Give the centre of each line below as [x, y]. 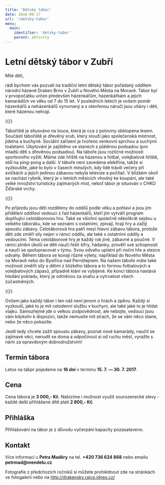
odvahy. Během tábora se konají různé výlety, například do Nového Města [80, 255]
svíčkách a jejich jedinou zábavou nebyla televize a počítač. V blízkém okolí [82, 173]
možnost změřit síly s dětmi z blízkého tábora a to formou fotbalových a [78, 266]
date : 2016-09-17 [23, 14]
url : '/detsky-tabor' [27, 19]
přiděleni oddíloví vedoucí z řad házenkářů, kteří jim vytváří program [74, 213]
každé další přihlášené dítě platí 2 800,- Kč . [49, 402]
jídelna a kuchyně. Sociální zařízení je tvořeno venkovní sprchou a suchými [81, 141]
